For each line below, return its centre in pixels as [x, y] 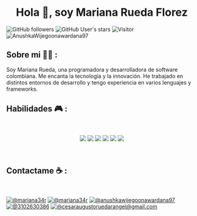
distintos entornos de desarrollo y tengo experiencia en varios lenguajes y [99, 82]
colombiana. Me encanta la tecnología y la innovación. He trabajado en [95, 76]
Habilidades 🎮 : [37, 109]
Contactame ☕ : [37, 171]
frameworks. [22, 89]
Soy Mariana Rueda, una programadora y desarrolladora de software [92, 69]
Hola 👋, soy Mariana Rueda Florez [102, 12]
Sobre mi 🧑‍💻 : [32, 55]
